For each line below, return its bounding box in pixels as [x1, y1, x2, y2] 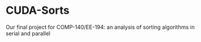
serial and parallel [5, 29, 51, 37]
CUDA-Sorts [5, 4, 70, 17]
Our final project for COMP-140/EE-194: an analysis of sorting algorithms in [5, 23, 195, 31]
